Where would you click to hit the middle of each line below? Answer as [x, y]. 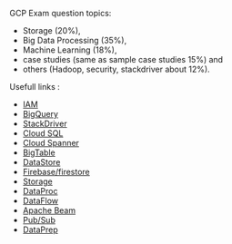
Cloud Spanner [51, 143]
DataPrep [40, 229]
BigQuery [40, 114]
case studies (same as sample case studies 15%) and [123, 59]
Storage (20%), [51, 30]
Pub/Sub [39, 220]
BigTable [39, 152]
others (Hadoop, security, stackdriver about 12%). [116, 69]
